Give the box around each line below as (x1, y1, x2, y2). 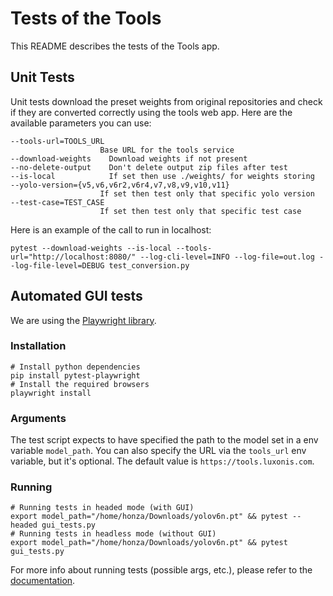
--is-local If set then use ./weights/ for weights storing (10, 171, 315, 181)
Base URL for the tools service (99, 145, 235, 155)
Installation (10, 339, 67, 353)
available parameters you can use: (10, 117, 152, 129)
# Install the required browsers (10, 379, 150, 389)
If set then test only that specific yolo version (99, 188, 315, 199)
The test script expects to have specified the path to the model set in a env (10, 434, 319, 446)
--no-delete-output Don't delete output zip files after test (10, 162, 288, 172)
